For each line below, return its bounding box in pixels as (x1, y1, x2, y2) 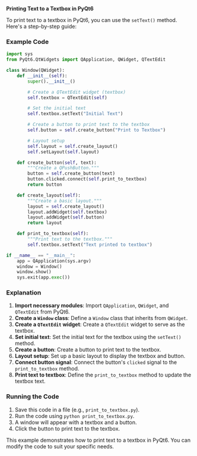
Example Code (6, 37, 49, 46)
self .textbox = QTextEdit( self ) (27, 94, 108, 100)
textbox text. (14, 378, 46, 385)
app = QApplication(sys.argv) (17, 258, 92, 264)
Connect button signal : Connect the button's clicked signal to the (14, 359, 177, 366)
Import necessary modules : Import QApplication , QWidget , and (14, 302, 169, 309)
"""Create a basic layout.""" (27, 198, 102, 204)
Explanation (6, 289, 42, 297)
